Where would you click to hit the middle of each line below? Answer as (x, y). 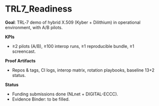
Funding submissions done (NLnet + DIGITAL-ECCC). (65, 94)
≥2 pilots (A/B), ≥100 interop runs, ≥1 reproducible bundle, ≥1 (73, 46)
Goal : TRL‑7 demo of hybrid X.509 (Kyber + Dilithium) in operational (73, 22)
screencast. (24, 51)
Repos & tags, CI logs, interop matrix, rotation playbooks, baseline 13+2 (83, 70)
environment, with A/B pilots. (34, 27)
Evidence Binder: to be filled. (41, 99)
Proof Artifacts (20, 61)
